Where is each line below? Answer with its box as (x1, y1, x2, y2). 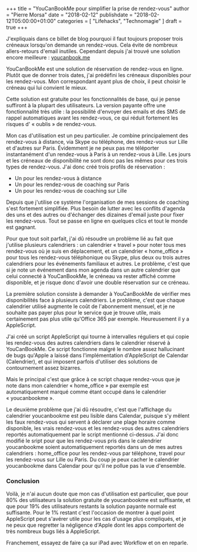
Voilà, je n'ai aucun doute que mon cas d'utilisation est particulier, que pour (6, 490, 189, 497)
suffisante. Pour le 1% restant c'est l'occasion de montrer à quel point (6, 509, 175, 516)
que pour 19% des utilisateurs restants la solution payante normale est (6, 503, 176, 510)
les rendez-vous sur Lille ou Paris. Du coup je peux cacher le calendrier (6, 456, 179, 463)
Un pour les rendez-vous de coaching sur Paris (14, 181, 129, 188)
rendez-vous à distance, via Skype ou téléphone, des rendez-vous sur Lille (6, 138, 188, 145)
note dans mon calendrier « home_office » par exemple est (6, 382, 149, 389)
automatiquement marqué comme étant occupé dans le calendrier (6, 388, 166, 395)
